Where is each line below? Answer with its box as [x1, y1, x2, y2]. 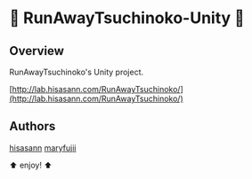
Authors [9, 119, 56, 134]
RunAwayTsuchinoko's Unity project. [9, 66, 144, 77]
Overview [9, 43, 65, 58]
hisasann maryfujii [9, 142, 77, 153]
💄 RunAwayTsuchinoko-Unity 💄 [9, 8, 245, 28]
